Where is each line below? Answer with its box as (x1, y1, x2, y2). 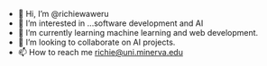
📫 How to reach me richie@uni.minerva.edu (17, 47, 183, 57)
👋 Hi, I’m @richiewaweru (17, 9, 110, 19)
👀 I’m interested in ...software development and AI (17, 18, 204, 29)
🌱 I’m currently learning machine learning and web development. (17, 28, 259, 37)
